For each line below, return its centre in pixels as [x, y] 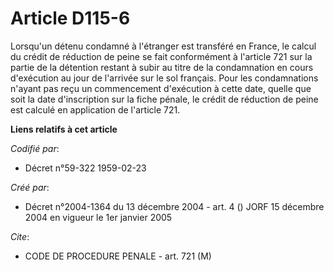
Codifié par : [35, 148]
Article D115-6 [70, 18]
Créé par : [30, 187]
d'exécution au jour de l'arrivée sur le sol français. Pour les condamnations [164, 78]
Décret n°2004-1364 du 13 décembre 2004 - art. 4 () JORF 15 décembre [174, 206]
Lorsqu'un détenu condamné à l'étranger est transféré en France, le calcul [163, 46]
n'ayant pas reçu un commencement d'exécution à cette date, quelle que [161, 88]
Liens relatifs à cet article [64, 129]
